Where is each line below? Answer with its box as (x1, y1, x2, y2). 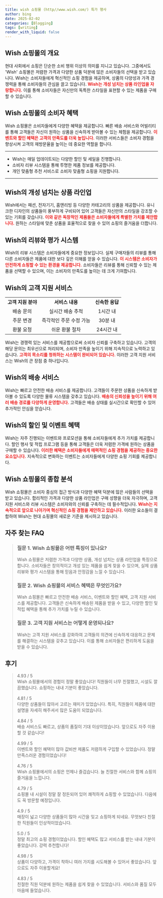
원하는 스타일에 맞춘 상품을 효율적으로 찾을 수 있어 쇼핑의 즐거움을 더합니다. (15, 220, 158, 226)
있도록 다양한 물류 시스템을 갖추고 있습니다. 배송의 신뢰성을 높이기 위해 (19, 393, 152, 399)
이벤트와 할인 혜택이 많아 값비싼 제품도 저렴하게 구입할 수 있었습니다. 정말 (16, 746, 156, 752)
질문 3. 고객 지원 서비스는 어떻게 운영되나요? (16, 619, 114, 626)
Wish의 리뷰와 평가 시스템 (5, 236, 79, 244)
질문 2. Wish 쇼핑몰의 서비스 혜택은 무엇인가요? (16, 582, 122, 589)
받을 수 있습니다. (16, 644, 49, 650)
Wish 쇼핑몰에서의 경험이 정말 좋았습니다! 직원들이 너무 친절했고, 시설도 (16, 678, 153, 684)
